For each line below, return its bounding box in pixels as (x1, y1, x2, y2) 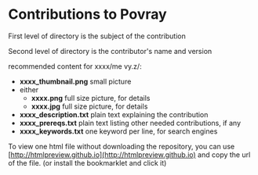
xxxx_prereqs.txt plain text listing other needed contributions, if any (19, 118, 242, 127)
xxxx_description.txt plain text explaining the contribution (19, 109, 209, 119)
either (19, 84, 39, 95)
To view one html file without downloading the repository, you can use (8, 141, 235, 151)
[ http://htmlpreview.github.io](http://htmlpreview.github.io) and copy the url (8, 150, 251, 159)
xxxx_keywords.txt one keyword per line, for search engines (19, 127, 218, 136)
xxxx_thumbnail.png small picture (19, 77, 132, 86)
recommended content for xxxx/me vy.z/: (8, 61, 143, 71)
